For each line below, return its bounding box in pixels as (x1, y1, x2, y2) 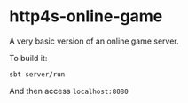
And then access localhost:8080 (9, 85, 129, 96)
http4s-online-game (9, 6, 163, 27)
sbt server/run (9, 69, 66, 79)
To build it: (9, 52, 48, 63)
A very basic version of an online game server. (9, 36, 179, 46)
